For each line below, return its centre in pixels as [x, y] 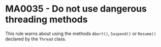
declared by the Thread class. [36, 39]
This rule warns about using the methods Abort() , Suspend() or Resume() [81, 33]
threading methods [46, 19]
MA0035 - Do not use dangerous [76, 9]
